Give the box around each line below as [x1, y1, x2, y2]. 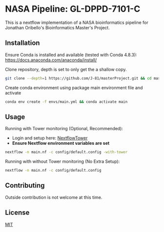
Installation [5, 39, 40, 47]
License [5, 209, 30, 217]
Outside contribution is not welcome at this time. [5, 194, 102, 200]
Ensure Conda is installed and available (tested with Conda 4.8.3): [5, 52, 138, 58]
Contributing [5, 181, 45, 190]
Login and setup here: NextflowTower [12, 135, 88, 141]
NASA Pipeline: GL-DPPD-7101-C [5, 3, 141, 15]
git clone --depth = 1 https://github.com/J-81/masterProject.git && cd [5, 76, 152, 81]
